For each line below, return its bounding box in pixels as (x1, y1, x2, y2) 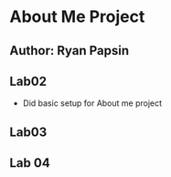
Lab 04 (9, 155, 50, 171)
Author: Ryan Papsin (9, 43, 130, 58)
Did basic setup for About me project (22, 98, 163, 109)
